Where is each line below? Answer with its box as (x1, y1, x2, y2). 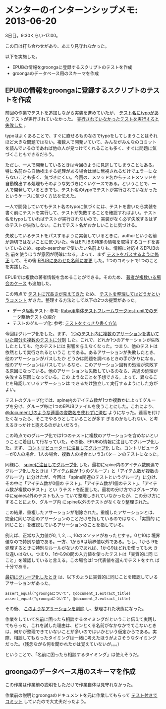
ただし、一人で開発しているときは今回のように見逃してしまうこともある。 (5, 162, 157, 168)
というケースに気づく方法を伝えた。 (5, 193, 79, 199)
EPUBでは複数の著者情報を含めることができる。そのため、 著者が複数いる (5, 274, 157, 280)
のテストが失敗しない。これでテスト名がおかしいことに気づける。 (5, 222, 140, 228)
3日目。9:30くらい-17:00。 (5, 32, 61, 38)
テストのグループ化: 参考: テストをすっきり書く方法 (12, 320, 117, 326)
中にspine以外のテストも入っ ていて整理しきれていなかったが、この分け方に (5, 493, 161, 498)
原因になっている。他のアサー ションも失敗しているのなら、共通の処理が (9, 368, 158, 374)
